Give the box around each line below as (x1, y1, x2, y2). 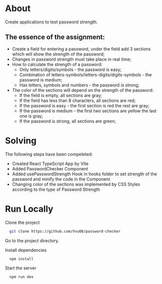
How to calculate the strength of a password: (12, 61, 103, 67)
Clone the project (5, 219, 40, 225)
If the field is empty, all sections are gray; (19, 92, 102, 98)
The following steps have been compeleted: (5, 151, 93, 157)
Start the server (5, 265, 36, 271)
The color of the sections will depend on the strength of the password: (12, 87, 154, 93)
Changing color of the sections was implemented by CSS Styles (12, 181, 140, 187)
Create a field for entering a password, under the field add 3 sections (12, 46, 151, 51)
